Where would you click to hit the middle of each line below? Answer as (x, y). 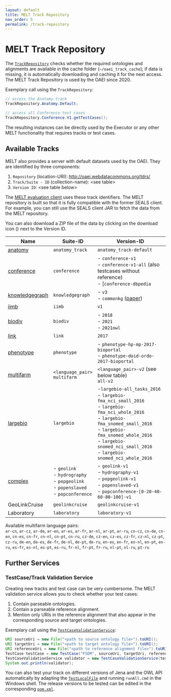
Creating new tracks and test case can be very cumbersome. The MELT (80, 588)
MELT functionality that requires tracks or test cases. (61, 132)
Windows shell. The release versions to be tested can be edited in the (78, 684)
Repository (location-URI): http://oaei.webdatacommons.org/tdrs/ (81, 176)
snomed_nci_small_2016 (125, 447)
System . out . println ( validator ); (39, 663)
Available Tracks (32, 149)
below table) (112, 375)
